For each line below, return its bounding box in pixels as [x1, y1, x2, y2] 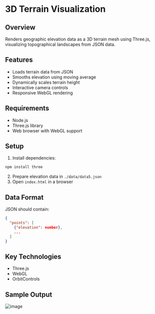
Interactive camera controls [12, 84, 68, 90]
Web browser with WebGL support [12, 127, 83, 134]
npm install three [5, 164, 43, 170]
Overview [5, 23, 36, 32]
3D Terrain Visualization [5, 3, 106, 15]
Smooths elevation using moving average [12, 74, 96, 80]
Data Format [5, 193, 44, 201]
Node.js [12, 117, 29, 123]
